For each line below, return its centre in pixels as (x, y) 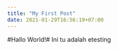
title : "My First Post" (42, 13)
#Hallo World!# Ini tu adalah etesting (59, 39)
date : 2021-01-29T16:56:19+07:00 (56, 20)
